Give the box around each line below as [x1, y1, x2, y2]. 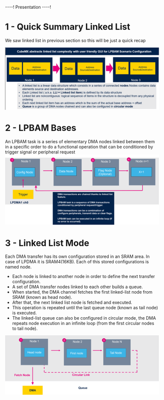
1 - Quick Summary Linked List [5, 22, 130, 32]
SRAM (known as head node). [12, 294, 72, 300]
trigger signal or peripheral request [5, 149, 76, 155]
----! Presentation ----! [5, 4, 51, 10]
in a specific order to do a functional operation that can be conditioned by [5, 144, 153, 150]
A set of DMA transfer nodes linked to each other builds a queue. [12, 284, 143, 290]
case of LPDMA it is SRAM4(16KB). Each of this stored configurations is [5, 259, 149, 265]
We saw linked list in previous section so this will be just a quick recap [5, 37, 146, 43]
